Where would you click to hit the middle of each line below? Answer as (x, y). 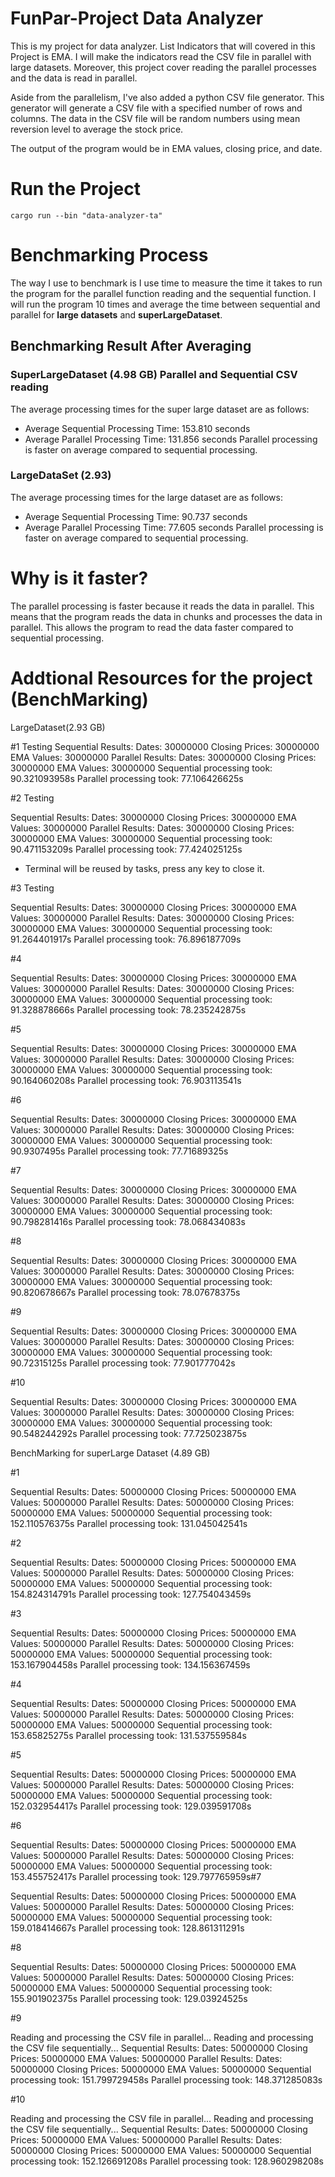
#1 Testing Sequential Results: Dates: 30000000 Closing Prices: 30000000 (165, 746)
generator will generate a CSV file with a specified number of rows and (156, 108)
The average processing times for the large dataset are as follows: (146, 497)
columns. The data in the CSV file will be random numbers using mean (155, 118)
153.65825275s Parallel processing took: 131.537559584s (128, 1735)
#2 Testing (32, 798)
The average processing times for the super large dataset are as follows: (160, 409)
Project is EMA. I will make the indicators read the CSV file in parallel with (161, 56)
